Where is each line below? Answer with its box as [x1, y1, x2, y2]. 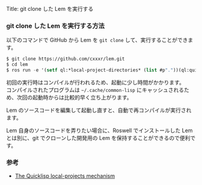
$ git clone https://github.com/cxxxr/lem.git [6, 56, 125, 62]
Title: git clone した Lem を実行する [6, 5, 94, 12]
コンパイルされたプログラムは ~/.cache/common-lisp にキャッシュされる [6, 86, 185, 93]
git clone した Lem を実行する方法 [6, 22, 105, 30]
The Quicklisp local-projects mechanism [14, 172, 115, 180]
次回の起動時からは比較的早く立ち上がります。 [16, 94, 132, 101]
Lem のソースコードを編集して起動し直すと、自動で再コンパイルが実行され [6, 106, 192, 114]
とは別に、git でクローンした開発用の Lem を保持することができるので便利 [6, 134, 191, 141]
